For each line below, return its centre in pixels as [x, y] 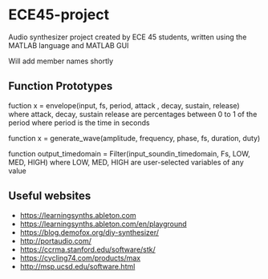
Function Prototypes [61, 86]
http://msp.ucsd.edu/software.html [77, 266]
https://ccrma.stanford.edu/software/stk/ [88, 249]
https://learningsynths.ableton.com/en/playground [103, 224]
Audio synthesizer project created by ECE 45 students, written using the [128, 37]
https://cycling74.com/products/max [80, 257]
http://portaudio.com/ [56, 241]
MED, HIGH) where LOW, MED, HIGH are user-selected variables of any [126, 162]
